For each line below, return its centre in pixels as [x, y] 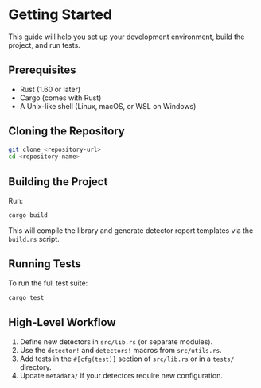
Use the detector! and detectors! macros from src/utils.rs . [121, 350]
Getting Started [60, 15]
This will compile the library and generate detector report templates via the [131, 231]
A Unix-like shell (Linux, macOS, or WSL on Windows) [108, 106]
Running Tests [45, 264]
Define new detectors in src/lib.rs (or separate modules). [116, 341]
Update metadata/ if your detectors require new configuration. [121, 375]
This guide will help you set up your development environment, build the [127, 37]
